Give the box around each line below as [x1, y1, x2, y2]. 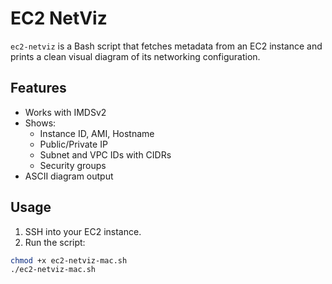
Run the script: [24, 236, 86, 248]
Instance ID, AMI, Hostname [39, 127, 155, 139]
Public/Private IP [39, 138, 108, 150]
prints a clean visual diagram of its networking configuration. [10, 50, 261, 62]
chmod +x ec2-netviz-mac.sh [10, 255, 128, 266]
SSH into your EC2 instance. [24, 225, 142, 237]
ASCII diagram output [24, 170, 114, 182]
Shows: [24, 117, 57, 129]
